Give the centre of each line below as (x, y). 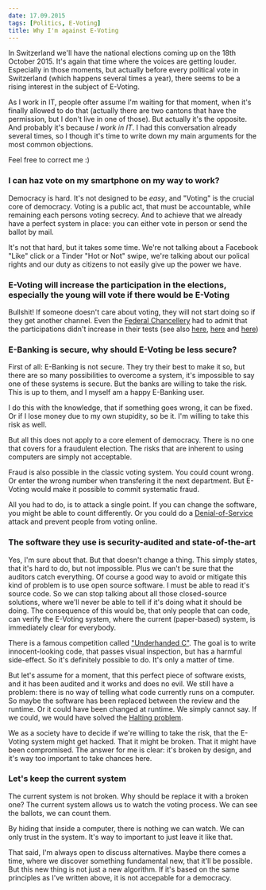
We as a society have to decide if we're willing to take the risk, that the (123, 732)
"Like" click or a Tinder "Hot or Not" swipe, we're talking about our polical (129, 256)
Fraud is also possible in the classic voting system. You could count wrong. (131, 472)
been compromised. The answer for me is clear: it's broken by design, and (130, 750)
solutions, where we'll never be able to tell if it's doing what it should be (125, 602)
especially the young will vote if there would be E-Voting (119, 295)
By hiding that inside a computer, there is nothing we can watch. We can (126, 828)
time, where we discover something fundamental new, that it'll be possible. (130, 861)
